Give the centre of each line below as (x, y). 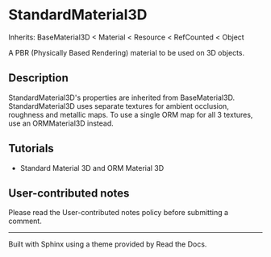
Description (38, 78)
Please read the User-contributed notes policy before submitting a (118, 213)
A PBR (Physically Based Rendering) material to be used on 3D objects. (127, 52)
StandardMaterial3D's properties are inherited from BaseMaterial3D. (122, 97)
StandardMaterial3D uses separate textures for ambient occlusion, (119, 106)
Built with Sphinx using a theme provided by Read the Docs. (108, 244)
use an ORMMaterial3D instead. (61, 123)
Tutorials (31, 149)
